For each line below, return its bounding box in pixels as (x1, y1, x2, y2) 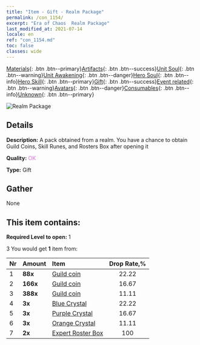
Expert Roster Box (52, 329, 104, 337)
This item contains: (6, 217, 81, 227)
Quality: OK (6, 154, 36, 161)
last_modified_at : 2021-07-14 (6, 25, 83, 32)
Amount (22, 260, 47, 268)
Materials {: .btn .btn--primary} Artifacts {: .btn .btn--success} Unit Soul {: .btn (6, 65, 195, 72)
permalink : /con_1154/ (6, 15, 64, 21)
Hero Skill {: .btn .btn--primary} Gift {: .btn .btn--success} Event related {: (18, 78, 194, 85)
